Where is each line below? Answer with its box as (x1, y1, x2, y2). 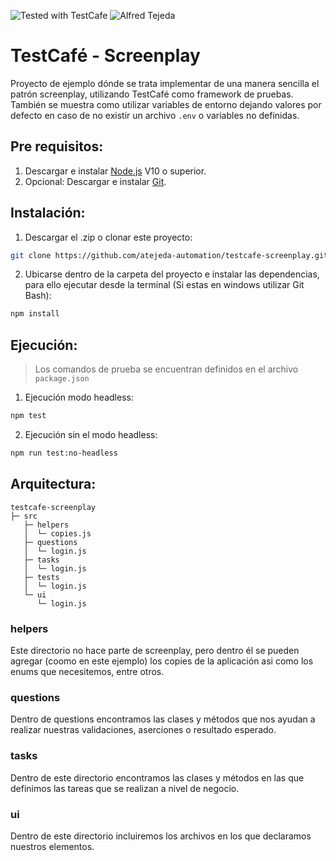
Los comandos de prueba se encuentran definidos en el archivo (34, 363, 299, 375)
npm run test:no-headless (10, 448, 118, 458)
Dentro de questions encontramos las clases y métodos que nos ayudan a (10, 713, 316, 725)
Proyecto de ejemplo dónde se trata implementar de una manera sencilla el (10, 77, 320, 89)
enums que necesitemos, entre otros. (10, 665, 165, 677)
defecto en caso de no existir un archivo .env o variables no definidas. (10, 109, 300, 121)
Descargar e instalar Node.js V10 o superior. (24, 165, 207, 177)
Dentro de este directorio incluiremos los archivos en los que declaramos (10, 830, 312, 842)
